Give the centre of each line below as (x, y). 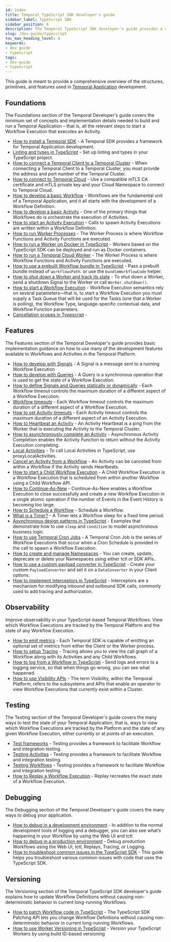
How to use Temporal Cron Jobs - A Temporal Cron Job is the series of (87, 537)
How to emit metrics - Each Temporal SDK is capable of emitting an (83, 640)
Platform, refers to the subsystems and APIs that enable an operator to (87, 683)
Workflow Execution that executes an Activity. (53, 131)
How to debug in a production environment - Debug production (79, 842)
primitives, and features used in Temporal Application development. (76, 87)
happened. (24, 673)
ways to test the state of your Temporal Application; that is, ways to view (81, 723)
